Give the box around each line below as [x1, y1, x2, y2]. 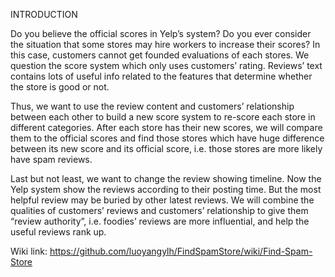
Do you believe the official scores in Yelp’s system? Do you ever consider [10, 28, 312, 39]
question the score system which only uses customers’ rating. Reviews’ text [10, 60, 323, 71]
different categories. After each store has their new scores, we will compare [10, 122, 323, 133]
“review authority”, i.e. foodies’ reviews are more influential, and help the [10, 215, 310, 227]
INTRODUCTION [10, 9, 78, 20]
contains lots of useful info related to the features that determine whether [10, 70, 313, 82]
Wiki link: [10, 245, 48, 257]
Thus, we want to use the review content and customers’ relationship [10, 100, 295, 112]
